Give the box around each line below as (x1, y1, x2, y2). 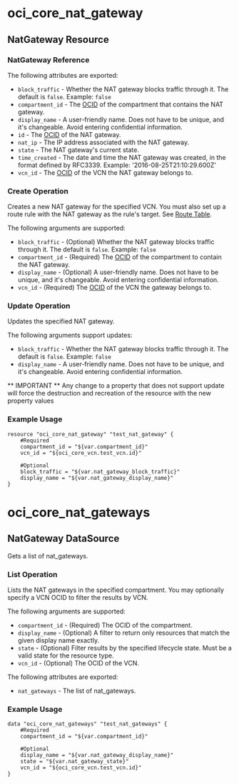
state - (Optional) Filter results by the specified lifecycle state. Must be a (17, 644, 232, 653)
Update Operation (7, 301, 71, 311)
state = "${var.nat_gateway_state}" (20, 758, 130, 765)
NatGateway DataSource (7, 533, 120, 545)
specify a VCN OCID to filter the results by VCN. (7, 593, 148, 602)
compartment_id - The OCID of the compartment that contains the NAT (17, 100, 223, 109)
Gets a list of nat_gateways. (7, 551, 88, 560)
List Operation (7, 569, 58, 579)
